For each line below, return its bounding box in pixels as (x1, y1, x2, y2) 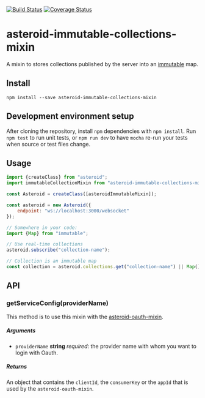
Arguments (6, 327, 36, 334)
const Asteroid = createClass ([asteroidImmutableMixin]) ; (6, 191, 157, 197)
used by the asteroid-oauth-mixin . (6, 385, 94, 392)
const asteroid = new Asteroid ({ (6, 202, 92, 208)
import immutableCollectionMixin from (6, 180, 105, 186)
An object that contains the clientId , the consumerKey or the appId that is (6, 378, 189, 386)
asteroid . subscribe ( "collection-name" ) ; (6, 247, 111, 253)
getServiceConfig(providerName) (6, 299, 109, 307)
